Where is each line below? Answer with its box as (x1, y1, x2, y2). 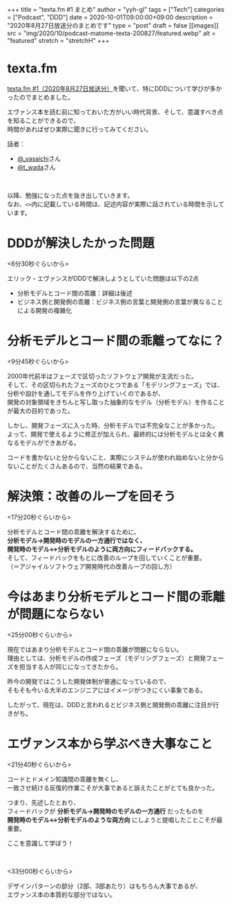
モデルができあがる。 (19, 438, 80, 447)
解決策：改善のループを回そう (7, 489, 176, 504)
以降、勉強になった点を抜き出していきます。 (7, 191, 134, 199)
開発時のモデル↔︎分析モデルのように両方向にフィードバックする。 (7, 545, 197, 553)
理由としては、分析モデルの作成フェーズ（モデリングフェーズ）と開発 (7, 654, 206, 662)
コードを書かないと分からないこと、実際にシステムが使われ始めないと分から (7, 453, 224, 461)
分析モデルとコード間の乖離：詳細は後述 (17, 289, 133, 297)
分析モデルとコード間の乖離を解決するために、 (7, 527, 140, 536)
